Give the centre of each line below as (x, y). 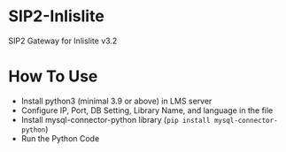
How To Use (53, 76)
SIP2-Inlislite (57, 16)
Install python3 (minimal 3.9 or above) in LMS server (116, 101)
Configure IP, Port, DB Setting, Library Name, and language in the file (147, 110)
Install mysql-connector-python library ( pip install (116, 119)
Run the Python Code (60, 138)
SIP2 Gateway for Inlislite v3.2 (63, 41)
